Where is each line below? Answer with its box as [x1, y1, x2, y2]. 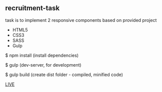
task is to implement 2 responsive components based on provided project [5, 17, 157, 23]
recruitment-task [5, 4, 60, 12]
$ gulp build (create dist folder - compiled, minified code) [5, 72, 123, 78]
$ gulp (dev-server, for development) [5, 62, 81, 68]
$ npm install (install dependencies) [5, 52, 79, 58]
